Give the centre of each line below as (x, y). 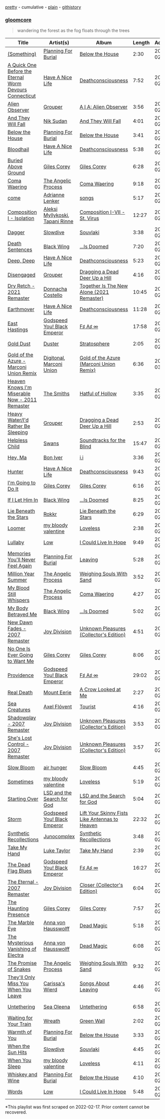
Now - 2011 (22, 400)
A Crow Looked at (100, 689)
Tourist (87, 707)
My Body (18, 608)
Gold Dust (19, 344)
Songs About (94, 984)
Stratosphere (95, 344)
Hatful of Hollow (98, 394)
